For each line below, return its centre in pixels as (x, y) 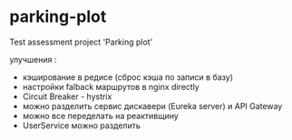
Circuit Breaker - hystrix (67, 96)
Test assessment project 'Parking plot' (81, 42)
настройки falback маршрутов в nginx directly (111, 86)
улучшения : (33, 59)
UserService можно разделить (81, 125)
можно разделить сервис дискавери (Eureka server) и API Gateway (152, 105)
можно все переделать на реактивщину (100, 115)
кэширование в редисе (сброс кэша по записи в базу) (128, 77)
